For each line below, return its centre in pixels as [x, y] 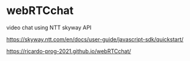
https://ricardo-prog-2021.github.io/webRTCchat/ [69, 51]
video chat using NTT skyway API [49, 27]
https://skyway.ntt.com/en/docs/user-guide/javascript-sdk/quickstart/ [95, 39]
